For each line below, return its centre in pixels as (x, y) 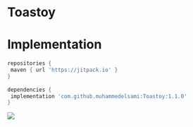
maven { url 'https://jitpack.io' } (64, 70)
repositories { (30, 64)
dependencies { (30, 90)
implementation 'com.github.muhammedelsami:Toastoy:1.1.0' (99, 96)
